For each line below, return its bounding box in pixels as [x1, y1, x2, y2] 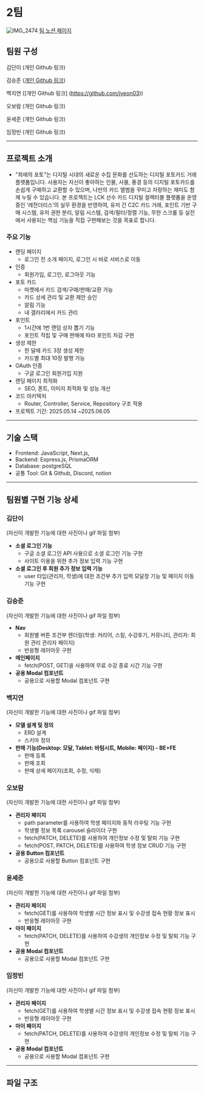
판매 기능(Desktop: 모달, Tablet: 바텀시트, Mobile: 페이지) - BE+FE [15, 744, 177, 751]
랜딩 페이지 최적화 [15, 377, 58, 384]
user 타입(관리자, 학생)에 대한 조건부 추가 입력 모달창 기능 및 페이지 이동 [24, 573, 194, 580]
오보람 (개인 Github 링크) [6, 102, 66, 109]
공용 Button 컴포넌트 [15, 849, 65, 857]
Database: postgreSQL [15, 462, 72, 469]
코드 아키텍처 [15, 392, 47, 399]
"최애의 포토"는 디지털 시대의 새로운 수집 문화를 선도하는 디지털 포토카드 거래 [15, 171, 197, 178]
